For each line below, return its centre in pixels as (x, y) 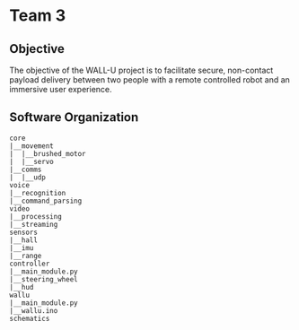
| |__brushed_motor (48, 153)
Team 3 (37, 16)
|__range (26, 256)
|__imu (22, 247)
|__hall (24, 240)
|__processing (36, 216)
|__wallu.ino (34, 310)
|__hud (22, 287)
